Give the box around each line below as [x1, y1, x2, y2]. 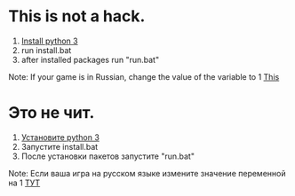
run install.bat [20, 44, 72, 55]
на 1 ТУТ [8, 177, 41, 188]
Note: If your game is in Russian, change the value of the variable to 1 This [8, 71, 280, 82]
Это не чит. [8, 103, 95, 123]
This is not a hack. [8, 6, 146, 27]
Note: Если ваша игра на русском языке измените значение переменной [8, 168, 286, 178]
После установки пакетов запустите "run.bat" [20, 151, 195, 161]
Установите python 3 [20, 131, 100, 143]
